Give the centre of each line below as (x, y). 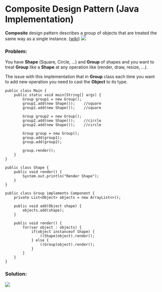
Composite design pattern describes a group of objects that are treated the (81, 33)
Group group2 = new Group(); (52, 116)
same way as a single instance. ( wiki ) (42, 39)
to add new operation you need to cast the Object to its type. (66, 82)
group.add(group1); (42, 138)
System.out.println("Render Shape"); (61, 176)
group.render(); (39, 151)
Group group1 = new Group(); (52, 99)
